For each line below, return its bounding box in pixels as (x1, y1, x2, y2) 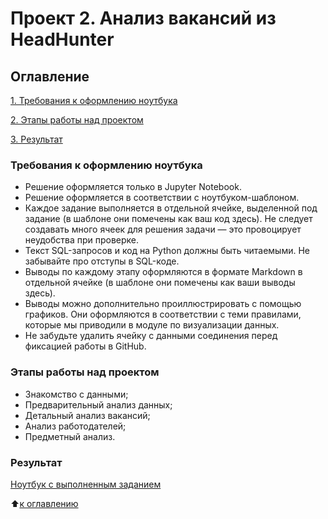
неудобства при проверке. (24, 234, 140, 246)
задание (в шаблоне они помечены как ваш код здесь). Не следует (24, 213, 313, 225)
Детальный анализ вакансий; (24, 409, 151, 421)
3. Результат (10, 133, 63, 145)
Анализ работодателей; (24, 420, 127, 432)
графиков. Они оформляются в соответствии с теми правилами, (24, 308, 302, 321)
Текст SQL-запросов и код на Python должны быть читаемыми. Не (24, 245, 310, 257)
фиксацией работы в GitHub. (24, 340, 147, 352)
